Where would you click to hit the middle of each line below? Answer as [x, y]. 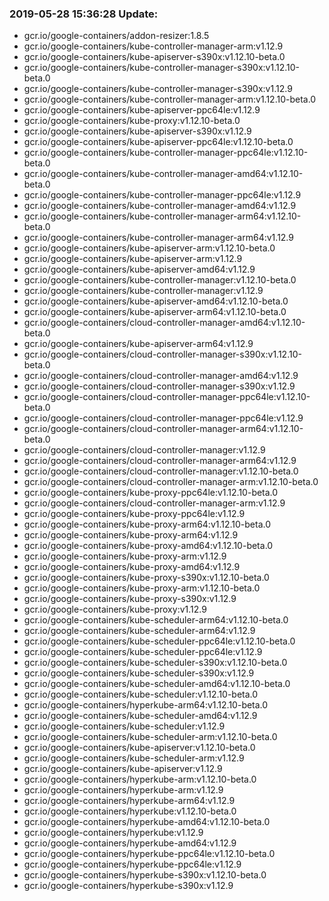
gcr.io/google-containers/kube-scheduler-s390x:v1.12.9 [139, 673]
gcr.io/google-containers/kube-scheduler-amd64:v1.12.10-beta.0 [157, 684]
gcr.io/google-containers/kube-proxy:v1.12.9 [115, 609]
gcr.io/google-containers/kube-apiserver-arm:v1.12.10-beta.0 [149, 248]
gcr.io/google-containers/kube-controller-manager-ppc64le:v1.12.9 [162, 195]
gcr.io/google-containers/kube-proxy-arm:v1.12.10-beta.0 [142, 588]
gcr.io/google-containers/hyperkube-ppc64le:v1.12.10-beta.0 [149, 854]
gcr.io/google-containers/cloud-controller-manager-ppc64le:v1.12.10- [167, 397]
